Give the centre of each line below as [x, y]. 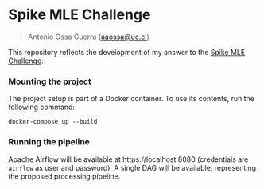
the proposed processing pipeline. [64, 176]
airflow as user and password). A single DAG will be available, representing [132, 167]
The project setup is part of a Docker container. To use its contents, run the [131, 99]
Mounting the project [50, 81]
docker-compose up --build [53, 122]
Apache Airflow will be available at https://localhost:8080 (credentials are [128, 159]
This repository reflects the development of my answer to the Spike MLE [127, 52]
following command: [42, 107]
